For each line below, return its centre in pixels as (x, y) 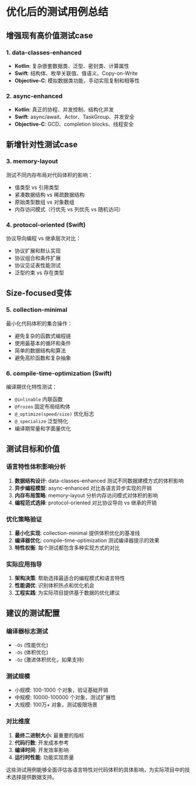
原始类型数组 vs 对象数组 (44, 202)
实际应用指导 (24, 564)
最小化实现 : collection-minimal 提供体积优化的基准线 (77, 533)
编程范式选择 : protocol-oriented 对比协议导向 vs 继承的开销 (85, 502)
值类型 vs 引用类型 (37, 187)
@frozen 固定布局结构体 (42, 407)
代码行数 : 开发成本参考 (41, 742)
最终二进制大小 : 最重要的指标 (49, 735)
